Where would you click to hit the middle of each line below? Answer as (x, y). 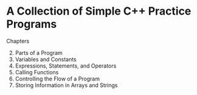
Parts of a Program (39, 52)
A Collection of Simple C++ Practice (99, 11)
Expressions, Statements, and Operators (66, 66)
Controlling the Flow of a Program (57, 79)
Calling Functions (37, 72)
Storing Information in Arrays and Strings (66, 85)
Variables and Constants (46, 59)
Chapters (18, 41)
